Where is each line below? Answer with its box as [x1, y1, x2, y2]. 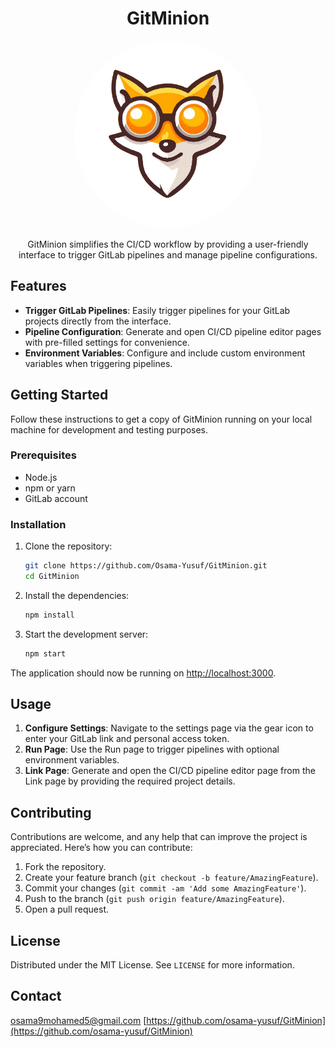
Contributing [10, 804, 92, 821]
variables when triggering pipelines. [24, 357, 173, 369]
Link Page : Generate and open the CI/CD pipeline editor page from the [24, 765, 316, 777]
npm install [24, 610, 75, 620]
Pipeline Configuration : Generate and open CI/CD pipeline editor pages [24, 325, 322, 337]
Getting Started [10, 387, 109, 404]
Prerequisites [10, 448, 77, 462]
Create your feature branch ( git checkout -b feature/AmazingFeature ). [24, 872, 319, 884]
